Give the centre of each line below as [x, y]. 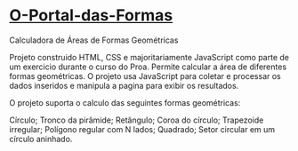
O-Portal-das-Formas [91, 16]
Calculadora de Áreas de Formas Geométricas [94, 40]
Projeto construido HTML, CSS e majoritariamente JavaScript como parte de [149, 57]
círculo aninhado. [41, 139]
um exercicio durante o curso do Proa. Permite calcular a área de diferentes [148, 67]
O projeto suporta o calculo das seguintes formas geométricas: [125, 102]
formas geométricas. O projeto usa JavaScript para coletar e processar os [145, 75]
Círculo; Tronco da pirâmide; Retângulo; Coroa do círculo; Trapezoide [137, 120]
